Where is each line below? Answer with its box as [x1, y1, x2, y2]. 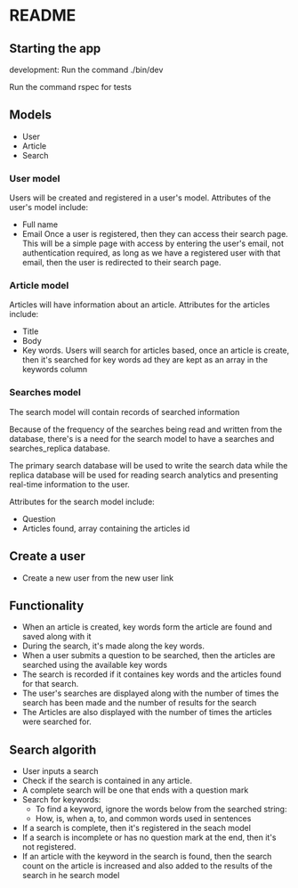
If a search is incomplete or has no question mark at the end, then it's [21, 832, 277, 843]
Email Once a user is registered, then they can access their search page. [21, 229, 289, 240]
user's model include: [9, 202, 89, 213]
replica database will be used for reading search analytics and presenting [9, 469, 278, 480]
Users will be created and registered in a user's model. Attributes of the [9, 192, 271, 203]
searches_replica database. [9, 443, 110, 453]
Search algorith [9, 742, 97, 757]
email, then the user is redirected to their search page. [21, 257, 221, 268]
